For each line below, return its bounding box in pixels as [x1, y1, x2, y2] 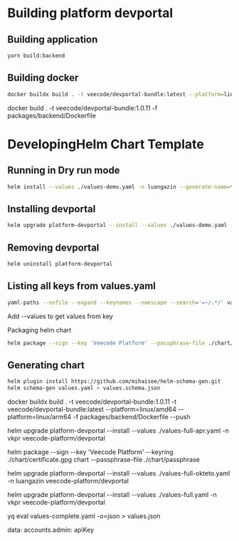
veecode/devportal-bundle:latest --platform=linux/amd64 [7, 404, 176, 414]
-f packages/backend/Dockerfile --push [73, 412, 191, 421]
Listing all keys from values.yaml [7, 280, 156, 293]
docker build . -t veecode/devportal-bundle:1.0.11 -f [7, 103, 158, 112]
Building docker [7, 72, 79, 84]
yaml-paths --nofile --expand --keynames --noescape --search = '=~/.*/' [7, 299, 224, 306]
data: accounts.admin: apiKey [7, 525, 95, 534]
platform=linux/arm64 [7, 412, 72, 421]
